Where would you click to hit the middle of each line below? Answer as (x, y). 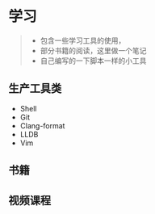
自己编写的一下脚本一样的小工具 (93, 61)
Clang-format (42, 125)
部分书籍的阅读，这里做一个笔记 (93, 50)
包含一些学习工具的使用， (83, 40)
